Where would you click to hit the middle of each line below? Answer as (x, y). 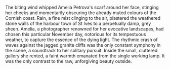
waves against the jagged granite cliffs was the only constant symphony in (83, 45)
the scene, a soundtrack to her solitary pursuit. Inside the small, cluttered (81, 50)
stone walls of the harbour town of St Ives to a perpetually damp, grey (78, 23)
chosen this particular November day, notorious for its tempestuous (76, 34)
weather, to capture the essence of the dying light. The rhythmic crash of (81, 40)
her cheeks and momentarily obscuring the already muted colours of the (81, 13)
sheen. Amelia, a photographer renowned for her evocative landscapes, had (84, 29)
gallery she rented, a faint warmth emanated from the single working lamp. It (85, 56)
